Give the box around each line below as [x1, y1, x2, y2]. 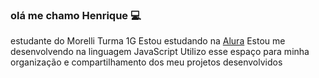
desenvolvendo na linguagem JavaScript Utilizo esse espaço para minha [10, 46, 310, 58]
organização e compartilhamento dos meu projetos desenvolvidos [10, 56, 283, 68]
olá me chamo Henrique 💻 [10, 8, 142, 22]
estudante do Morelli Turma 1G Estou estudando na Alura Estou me [10, 35, 286, 47]
